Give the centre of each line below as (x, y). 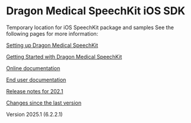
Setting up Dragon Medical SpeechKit (52, 45)
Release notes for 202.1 (35, 91)
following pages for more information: (52, 33)
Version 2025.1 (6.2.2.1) (35, 114)
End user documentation (36, 80)
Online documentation (33, 68)
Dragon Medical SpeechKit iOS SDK (96, 11)
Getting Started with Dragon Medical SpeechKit (64, 56)
